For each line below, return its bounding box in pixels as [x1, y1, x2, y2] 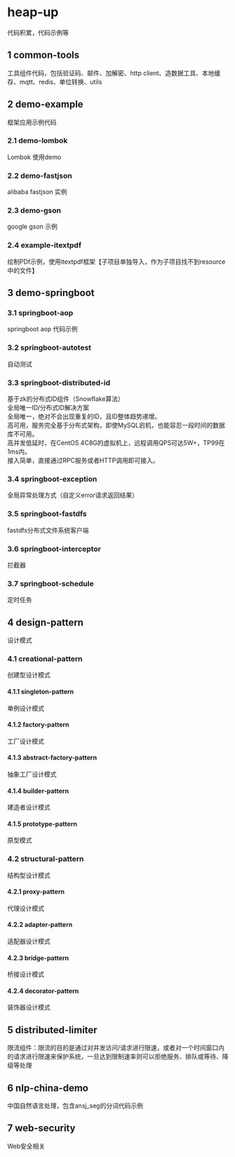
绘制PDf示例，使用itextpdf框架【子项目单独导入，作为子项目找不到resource [7, 257, 226, 266]
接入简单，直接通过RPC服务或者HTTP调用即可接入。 [7, 456, 159, 465]
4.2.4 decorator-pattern [7, 986, 79, 995]
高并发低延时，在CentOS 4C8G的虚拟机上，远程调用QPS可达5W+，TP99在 [7, 439, 225, 447]
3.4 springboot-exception [7, 474, 98, 484]
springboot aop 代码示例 [7, 325, 79, 333]
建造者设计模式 [7, 803, 51, 812]
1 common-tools [7, 49, 80, 61]
